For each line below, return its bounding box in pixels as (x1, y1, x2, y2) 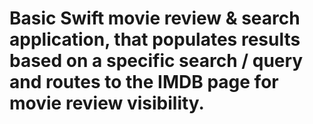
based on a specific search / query (9, 50, 304, 72)
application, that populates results (9, 28, 301, 51)
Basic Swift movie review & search (9, 7, 301, 30)
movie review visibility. (9, 92, 205, 115)
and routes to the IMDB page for (9, 71, 279, 94)
